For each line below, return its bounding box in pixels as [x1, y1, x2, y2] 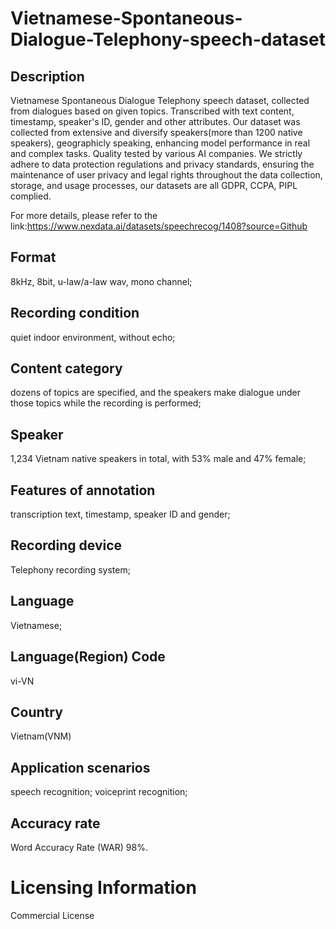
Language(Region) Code [10, 648, 166, 666]
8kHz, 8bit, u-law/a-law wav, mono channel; [10, 275, 193, 287]
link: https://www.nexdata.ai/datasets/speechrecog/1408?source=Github [10, 220, 308, 232]
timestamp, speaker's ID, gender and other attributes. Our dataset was [10, 116, 301, 127]
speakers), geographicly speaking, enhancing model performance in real [10, 137, 311, 149]
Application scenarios [10, 759, 151, 776]
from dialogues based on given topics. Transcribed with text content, [10, 105, 295, 117]
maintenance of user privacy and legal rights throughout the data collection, [10, 169, 323, 181]
